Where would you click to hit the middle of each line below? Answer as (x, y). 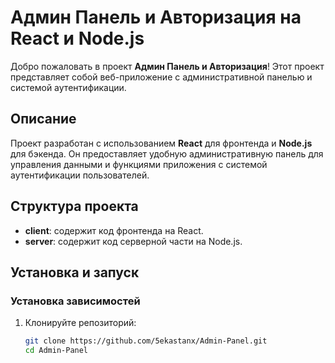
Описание (43, 119)
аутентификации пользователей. (80, 175)
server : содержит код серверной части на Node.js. (133, 241)
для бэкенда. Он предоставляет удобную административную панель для (167, 153)
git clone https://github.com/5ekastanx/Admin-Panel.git (146, 341)
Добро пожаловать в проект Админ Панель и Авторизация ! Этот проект (167, 66)
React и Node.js (77, 38)
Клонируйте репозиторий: (80, 323)
